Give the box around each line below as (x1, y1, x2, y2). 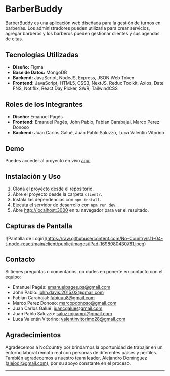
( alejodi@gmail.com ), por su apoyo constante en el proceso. (5, 360, 131, 366)
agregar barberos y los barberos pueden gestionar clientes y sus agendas (5, 30, 160, 36)
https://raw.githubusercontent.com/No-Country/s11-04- (47, 236, 163, 241)
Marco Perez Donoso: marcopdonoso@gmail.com (12, 300, 117, 306)
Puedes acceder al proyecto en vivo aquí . (5, 158, 92, 164)
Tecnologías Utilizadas (5, 51, 79, 59)
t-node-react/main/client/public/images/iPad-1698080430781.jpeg (5, 241, 145, 247)
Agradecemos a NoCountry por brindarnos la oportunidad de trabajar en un (5, 344, 163, 350)
